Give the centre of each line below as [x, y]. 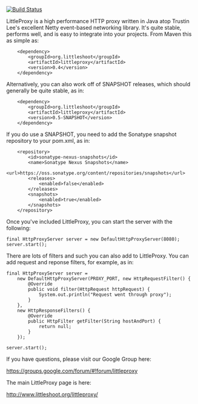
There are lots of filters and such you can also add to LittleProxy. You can [97, 256]
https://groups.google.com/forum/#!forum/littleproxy [72, 371]
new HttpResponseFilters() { [54, 310]
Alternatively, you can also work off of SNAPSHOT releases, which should [98, 84]
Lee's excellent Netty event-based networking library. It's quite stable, [94, 28]
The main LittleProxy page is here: [49, 382]
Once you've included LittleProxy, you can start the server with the [89, 221]
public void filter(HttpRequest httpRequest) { [89, 289]
